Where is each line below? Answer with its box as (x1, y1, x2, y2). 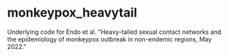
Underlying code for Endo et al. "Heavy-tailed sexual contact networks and (7, 28, 222, 36)
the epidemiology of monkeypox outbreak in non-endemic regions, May (7, 35, 212, 43)
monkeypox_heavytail (7, 5, 137, 21)
